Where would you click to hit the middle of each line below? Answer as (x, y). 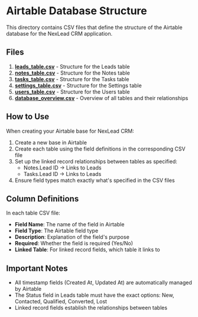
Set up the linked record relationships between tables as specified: (96, 161)
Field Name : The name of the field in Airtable (69, 225)
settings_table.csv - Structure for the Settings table (78, 85)
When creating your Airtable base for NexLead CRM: (70, 131)
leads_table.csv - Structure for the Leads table (72, 66)
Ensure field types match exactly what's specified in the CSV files (95, 180)
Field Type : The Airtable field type (56, 231)
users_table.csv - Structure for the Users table (72, 92)
